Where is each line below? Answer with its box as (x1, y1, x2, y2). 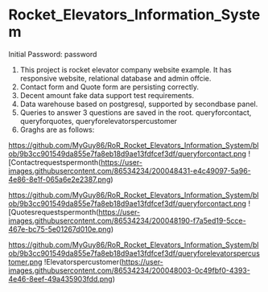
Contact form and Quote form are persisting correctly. (19, 82, 200, 92)
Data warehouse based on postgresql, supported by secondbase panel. (19, 99, 258, 109)
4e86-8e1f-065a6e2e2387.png (8, 175, 111, 184)
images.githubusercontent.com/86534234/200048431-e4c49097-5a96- (8, 166, 251, 175)
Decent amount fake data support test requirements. (19, 90, 195, 100)
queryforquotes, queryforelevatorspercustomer (19, 116, 178, 125)
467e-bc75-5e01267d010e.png (8, 224, 111, 234)
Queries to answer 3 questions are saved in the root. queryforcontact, (19, 107, 252, 117)
